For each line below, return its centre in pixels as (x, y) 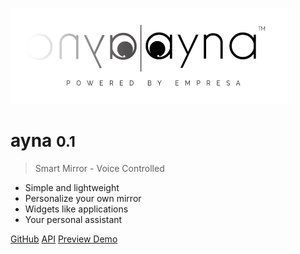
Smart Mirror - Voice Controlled (99, 168)
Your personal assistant (73, 219)
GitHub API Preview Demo (64, 239)
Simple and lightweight (72, 187)
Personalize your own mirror (83, 198)
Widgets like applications (76, 209)
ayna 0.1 (43, 140)
